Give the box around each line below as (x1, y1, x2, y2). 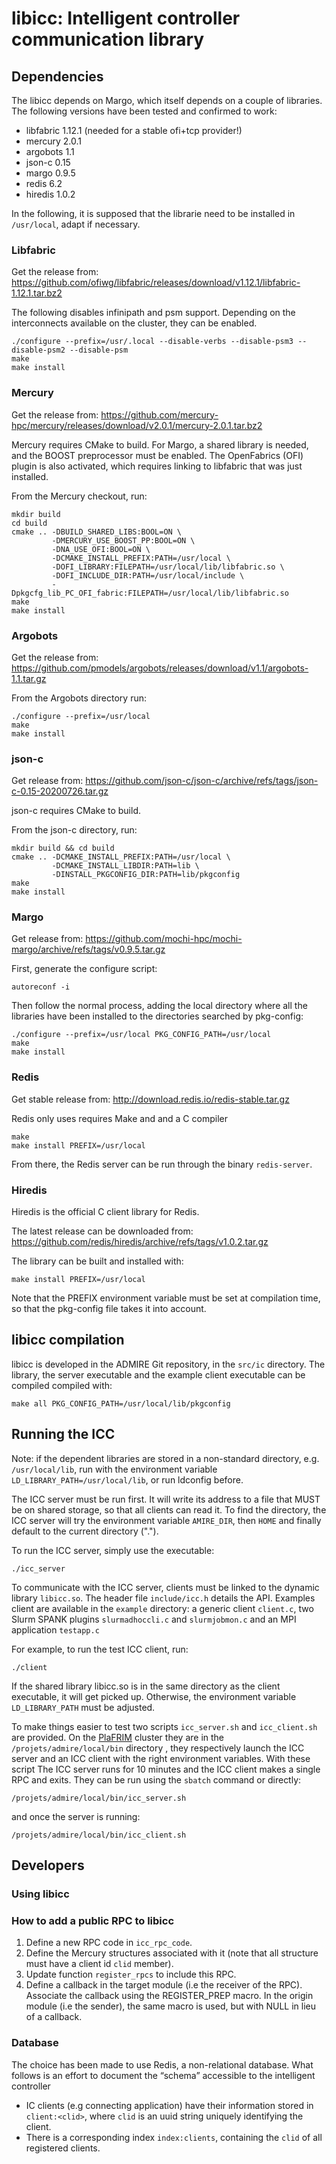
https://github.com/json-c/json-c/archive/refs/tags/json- (85, 775, 319, 787)
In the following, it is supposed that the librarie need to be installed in (11, 208, 296, 219)
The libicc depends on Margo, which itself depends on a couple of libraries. (11, 95, 323, 106)
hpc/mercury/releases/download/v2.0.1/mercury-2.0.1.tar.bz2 (11, 419, 263, 431)
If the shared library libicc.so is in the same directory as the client (11, 1680, 281, 1692)
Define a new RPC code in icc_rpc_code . (25, 1937, 193, 1949)
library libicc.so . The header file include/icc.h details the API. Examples (11, 1592, 316, 1604)
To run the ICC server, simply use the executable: (11, 1544, 215, 1556)
